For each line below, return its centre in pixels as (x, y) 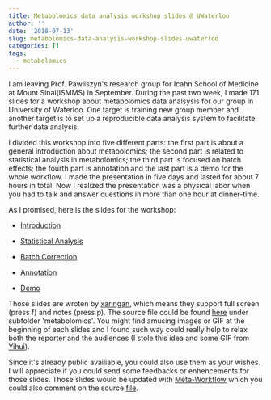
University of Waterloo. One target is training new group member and (124, 109)
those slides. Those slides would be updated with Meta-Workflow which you (135, 379)
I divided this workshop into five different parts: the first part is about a (126, 142)
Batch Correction (49, 256)
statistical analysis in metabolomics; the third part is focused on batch (125, 159)
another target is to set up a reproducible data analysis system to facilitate (132, 118)
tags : (17, 53)
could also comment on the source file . (74, 388)
